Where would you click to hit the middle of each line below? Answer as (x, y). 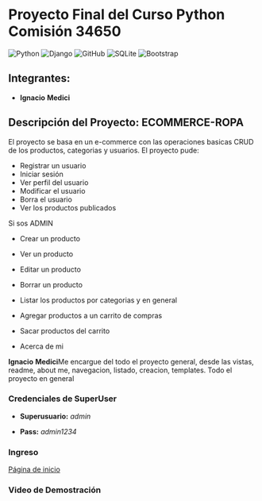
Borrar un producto (51, 284)
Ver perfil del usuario (54, 182)
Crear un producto (50, 238)
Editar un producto (50, 269)
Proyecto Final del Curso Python (117, 15)
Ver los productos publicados (68, 207)
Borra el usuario (46, 199)
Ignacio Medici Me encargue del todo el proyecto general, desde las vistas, (131, 361)
